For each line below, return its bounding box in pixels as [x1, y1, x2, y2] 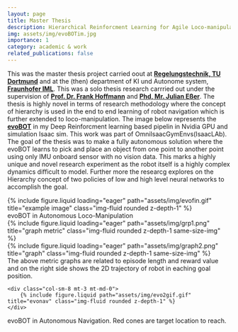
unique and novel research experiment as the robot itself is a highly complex [7, 160, 230, 168]
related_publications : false [7, 50, 93, 57]
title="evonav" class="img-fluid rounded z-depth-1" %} [7, 297, 176, 305]
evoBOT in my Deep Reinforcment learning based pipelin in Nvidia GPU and [7, 122, 228, 131]
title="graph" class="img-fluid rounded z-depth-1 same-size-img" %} [7, 249, 211, 258]
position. [7, 271, 33, 280]
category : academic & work [7, 43, 87, 50]
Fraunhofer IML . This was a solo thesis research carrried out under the [7, 84, 215, 93]
